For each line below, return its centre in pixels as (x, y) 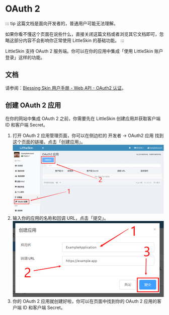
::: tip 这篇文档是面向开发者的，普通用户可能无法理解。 (62, 23)
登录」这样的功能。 (25, 57)
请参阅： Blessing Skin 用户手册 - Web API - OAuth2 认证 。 (66, 88)
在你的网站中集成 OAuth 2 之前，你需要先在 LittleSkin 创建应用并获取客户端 (83, 118)
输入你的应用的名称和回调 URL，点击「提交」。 (61, 218)
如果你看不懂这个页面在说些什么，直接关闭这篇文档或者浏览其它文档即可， (82, 34)
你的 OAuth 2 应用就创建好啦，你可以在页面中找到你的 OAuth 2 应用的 (85, 301)
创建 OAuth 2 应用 (33, 106)
